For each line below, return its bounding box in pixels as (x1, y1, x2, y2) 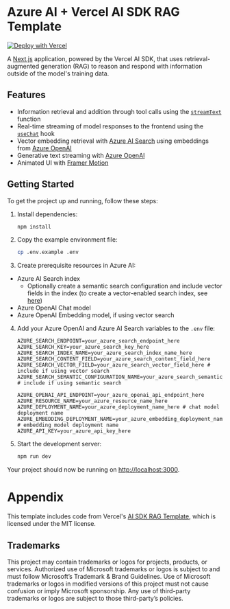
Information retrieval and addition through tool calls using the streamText (16, 107, 222, 115)
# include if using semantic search (16, 380, 122, 387)
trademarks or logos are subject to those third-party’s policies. (7, 594, 183, 602)
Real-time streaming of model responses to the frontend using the (16, 122, 204, 130)
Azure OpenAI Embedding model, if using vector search (16, 311, 175, 319)
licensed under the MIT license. (7, 520, 96, 528)
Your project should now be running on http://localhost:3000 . (7, 466, 180, 474)
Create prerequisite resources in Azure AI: (16, 262, 136, 270)
